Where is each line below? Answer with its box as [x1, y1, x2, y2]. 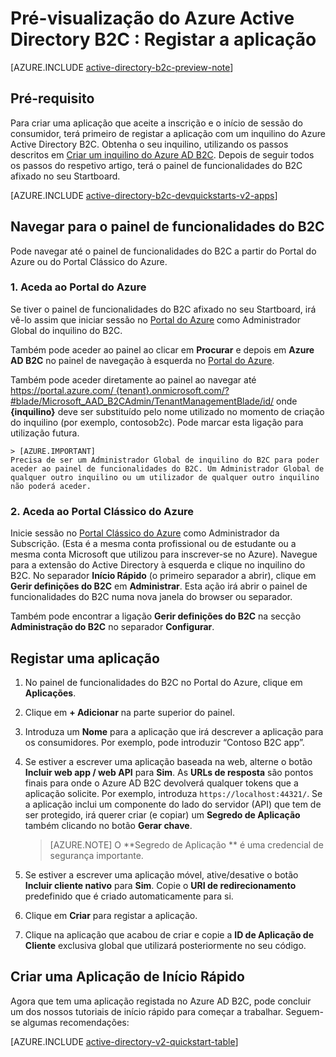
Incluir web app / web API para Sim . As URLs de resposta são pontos [24, 766, 314, 778]
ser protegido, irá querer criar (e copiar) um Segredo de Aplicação [24, 808, 301, 821]
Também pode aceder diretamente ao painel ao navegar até [10, 373, 257, 386]
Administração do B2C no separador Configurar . [10, 621, 215, 633]
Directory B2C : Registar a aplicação [10, 28, 317, 51]
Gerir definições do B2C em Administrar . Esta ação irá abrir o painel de [10, 580, 308, 592]
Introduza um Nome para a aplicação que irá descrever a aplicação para [24, 725, 324, 737]
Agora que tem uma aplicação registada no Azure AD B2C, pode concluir [10, 995, 312, 1007]
